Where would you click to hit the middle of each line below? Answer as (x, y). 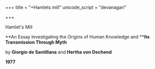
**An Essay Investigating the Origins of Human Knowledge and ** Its (77, 37)
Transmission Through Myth (36, 42)
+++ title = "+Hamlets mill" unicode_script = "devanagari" (66, 7)
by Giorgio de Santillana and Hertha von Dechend (59, 52)
